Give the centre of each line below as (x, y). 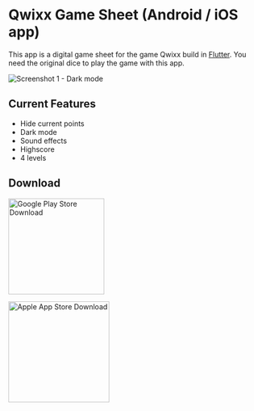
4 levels (33, 157)
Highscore (37, 149)
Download (34, 183)
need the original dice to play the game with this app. (96, 63)
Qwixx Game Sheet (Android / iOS (123, 15)
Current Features (52, 104)
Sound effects (43, 140)
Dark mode (39, 132)
